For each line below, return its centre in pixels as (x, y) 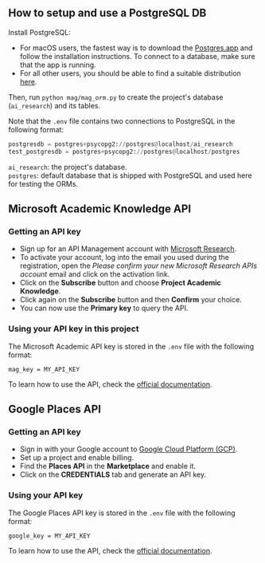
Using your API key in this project (74, 329)
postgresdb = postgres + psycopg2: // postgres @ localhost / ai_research (121, 144)
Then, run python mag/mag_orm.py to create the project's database (116, 97)
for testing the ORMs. (43, 183)
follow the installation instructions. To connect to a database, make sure (138, 56)
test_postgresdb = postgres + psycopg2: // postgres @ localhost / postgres (124, 152)
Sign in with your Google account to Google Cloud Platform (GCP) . (129, 449)
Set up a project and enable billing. (77, 458)
